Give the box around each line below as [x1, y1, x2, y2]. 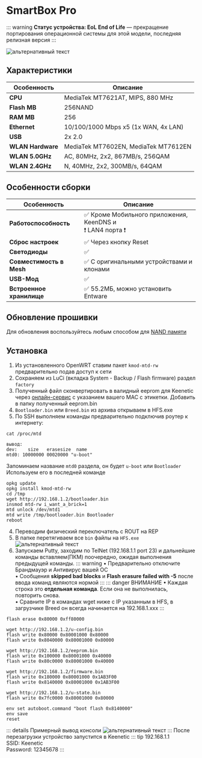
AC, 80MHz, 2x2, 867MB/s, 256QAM [64, 152, 170, 160]
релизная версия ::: [6, 36, 57, 43]
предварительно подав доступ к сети [14, 368, 112, 375]
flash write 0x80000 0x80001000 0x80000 [6, 632, 109, 638]
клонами [84, 265, 110, 273]
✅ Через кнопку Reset [84, 238, 149, 246]
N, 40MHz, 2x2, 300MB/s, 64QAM [64, 162, 162, 170]
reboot [6, 517, 23, 523]
